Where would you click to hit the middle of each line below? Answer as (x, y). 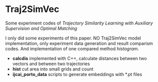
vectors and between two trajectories (51, 63)
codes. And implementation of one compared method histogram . (72, 48)
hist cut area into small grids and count (53, 69)
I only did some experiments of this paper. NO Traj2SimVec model (73, 38)
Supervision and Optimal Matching (41, 28)
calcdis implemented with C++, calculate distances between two (80, 58)
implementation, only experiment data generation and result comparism (79, 43)
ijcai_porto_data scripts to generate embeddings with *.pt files (77, 74)
